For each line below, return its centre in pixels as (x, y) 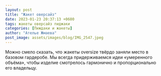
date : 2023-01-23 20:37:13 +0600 (40, 19)
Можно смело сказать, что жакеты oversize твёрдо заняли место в (77, 52)
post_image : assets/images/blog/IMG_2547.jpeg (54, 38)
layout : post (19, 10)
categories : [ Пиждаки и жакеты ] (39, 28)
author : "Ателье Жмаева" (31, 33)
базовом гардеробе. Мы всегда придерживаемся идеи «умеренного (79, 57)
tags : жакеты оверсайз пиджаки (38, 24)
